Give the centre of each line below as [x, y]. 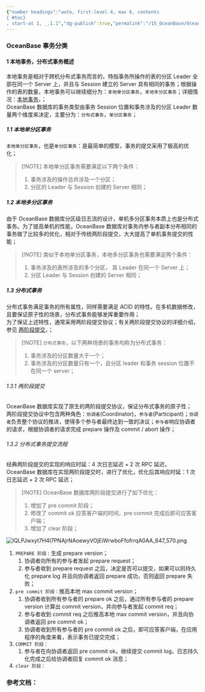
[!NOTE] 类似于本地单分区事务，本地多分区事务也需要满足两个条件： [107, 254]
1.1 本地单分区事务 [29, 129]
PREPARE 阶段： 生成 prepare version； [62, 553]
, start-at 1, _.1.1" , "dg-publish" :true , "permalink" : [76, 23]
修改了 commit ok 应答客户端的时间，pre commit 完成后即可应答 [111, 513]
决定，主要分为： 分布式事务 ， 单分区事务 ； [88, 114]
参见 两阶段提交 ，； [30, 330]
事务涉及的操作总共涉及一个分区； [73, 179]
